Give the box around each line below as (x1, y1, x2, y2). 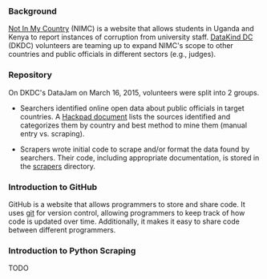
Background (8, 6, 58, 17)
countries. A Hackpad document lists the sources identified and (19, 111, 231, 121)
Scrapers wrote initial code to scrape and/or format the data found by (19, 144, 250, 154)
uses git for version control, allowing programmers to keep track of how (8, 208, 245, 217)
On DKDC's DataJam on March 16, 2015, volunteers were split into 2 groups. (8, 87, 260, 97)
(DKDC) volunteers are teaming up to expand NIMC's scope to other (8, 41, 234, 51)
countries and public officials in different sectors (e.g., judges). (8, 50, 216, 59)
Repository (8, 70, 52, 81)
